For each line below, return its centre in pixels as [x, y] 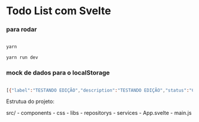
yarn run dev [22, 57]
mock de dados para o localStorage [58, 73]
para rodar [22, 30]
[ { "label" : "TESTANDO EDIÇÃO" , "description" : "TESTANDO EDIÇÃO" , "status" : [98, 90]
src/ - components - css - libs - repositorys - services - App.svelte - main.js [99, 113]
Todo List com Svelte [59, 11]
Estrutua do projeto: [30, 101]
